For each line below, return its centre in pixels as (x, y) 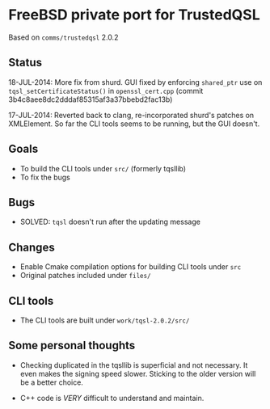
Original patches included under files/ (85, 276)
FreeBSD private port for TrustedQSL (134, 15)
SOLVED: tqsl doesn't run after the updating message (110, 222)
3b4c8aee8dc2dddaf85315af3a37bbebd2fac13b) (91, 99)
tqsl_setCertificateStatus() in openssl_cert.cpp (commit (106, 91)
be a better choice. (51, 382)
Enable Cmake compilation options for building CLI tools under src (131, 267)
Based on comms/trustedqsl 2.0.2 (63, 37)
